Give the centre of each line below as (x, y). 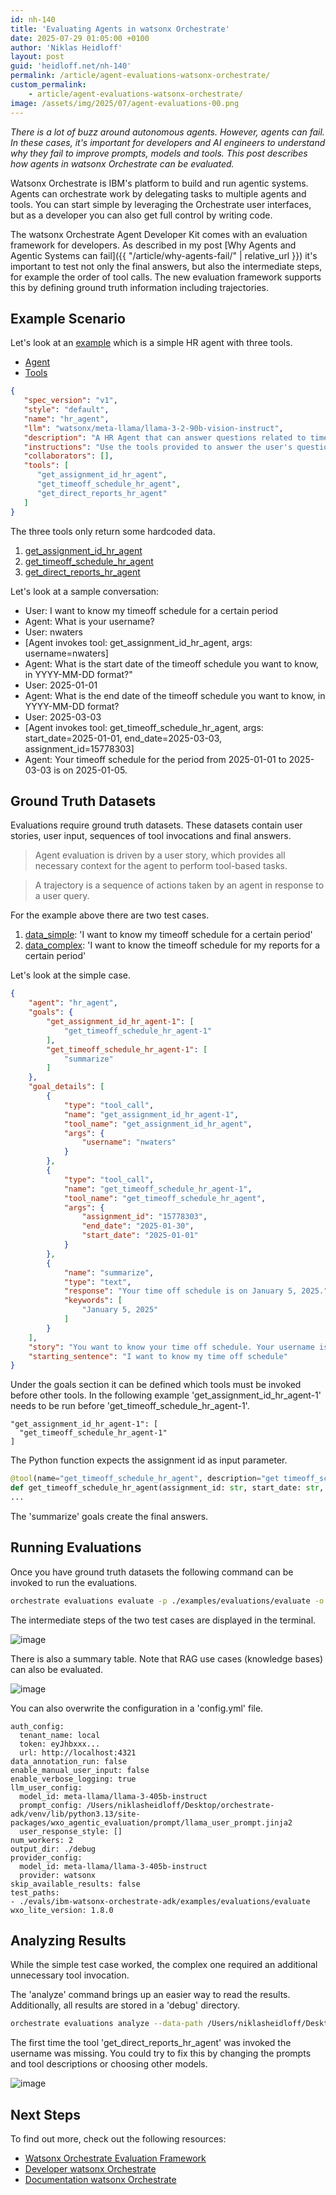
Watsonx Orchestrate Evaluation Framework (115, 2158)
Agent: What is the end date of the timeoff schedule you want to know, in (175, 695)
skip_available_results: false (75, 1884)
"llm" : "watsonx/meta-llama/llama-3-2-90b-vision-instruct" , (153, 428)
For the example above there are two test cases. (110, 915)
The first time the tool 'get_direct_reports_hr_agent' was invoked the (151, 2043)
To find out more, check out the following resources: (118, 2139)
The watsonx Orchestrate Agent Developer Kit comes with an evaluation (159, 234)
